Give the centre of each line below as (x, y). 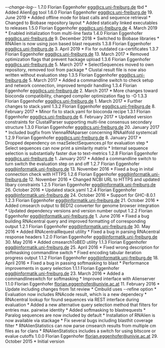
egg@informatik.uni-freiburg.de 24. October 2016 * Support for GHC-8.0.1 (80, 195)
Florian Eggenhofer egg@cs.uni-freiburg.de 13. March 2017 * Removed (77, 54)
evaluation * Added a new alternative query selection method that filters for (82, 305)
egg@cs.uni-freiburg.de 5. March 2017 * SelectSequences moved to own (79, 64)
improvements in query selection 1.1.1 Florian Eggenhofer (62, 268)
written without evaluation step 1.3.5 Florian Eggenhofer (61, 75)
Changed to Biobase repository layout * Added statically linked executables (82, 23)
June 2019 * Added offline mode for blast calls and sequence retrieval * (78, 17)
